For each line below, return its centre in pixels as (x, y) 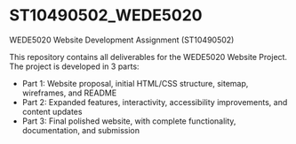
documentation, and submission (81, 130)
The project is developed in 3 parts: (74, 66)
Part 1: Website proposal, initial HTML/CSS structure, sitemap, (135, 83)
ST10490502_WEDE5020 (106, 15)
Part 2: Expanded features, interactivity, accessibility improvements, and (155, 102)
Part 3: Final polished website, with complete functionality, (129, 121)
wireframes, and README (69, 93)
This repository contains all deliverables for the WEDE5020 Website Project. (148, 57)
